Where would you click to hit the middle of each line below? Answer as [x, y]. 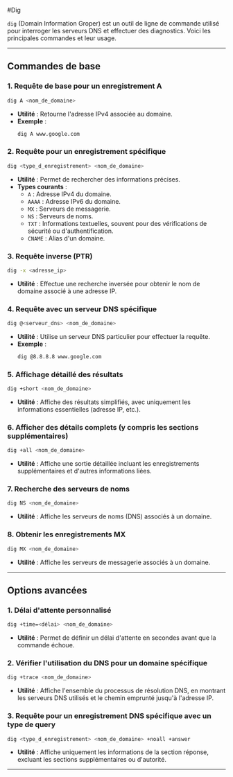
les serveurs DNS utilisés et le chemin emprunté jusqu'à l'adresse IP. [115, 698]
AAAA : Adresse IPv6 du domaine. [74, 201]
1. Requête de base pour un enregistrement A [85, 86]
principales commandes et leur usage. [62, 38]
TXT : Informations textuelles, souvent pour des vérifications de [117, 223]
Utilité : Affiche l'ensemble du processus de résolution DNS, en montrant [121, 691]
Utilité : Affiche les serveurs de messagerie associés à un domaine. [114, 562]
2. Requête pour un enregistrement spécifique [87, 152]
